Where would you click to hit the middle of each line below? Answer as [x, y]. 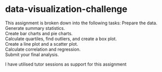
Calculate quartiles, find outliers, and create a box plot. [61, 39]
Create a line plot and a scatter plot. [42, 44]
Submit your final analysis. [32, 54]
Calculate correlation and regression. [43, 49]
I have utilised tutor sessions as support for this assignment [66, 64]
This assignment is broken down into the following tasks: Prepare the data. [81, 23]
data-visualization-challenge [66, 9]
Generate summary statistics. [35, 28]
